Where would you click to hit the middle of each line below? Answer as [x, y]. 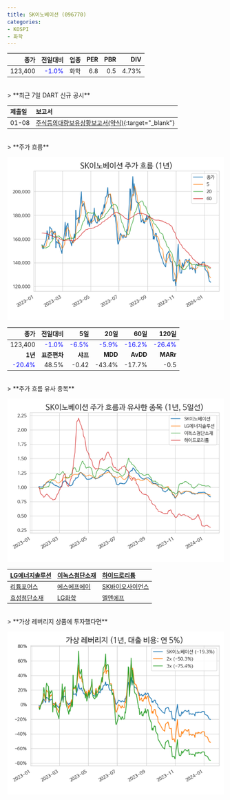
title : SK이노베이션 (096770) [47, 14]
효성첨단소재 [27, 598]
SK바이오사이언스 [126, 587]
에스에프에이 [74, 587]
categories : [24, 22]
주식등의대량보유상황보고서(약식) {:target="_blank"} [105, 123]
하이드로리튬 [119, 575]
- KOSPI [18, 29]
